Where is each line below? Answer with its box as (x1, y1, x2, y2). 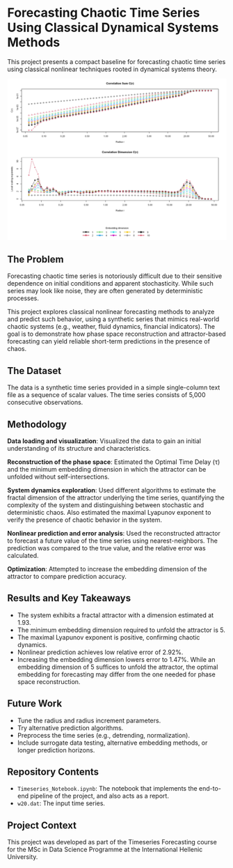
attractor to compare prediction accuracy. (7, 573, 127, 580)
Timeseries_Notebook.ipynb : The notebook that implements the (17, 784, 198, 793)
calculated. (7, 552, 40, 559)
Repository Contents (7, 766, 99, 778)
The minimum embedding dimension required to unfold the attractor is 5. (17, 626, 226, 634)
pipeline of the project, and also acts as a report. (30, 792, 169, 800)
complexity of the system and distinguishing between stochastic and (7, 501, 204, 509)
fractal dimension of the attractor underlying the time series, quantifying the (7, 493, 225, 502)
